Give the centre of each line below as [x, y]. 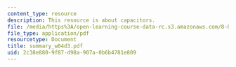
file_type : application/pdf [48, 33]
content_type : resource [42, 14]
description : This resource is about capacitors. [81, 20]
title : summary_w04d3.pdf [45, 46]
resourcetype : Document [42, 40]
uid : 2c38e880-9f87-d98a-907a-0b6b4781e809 [72, 53]
